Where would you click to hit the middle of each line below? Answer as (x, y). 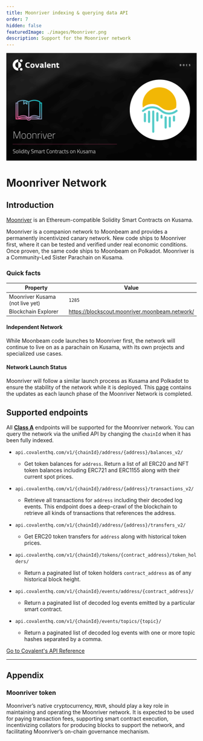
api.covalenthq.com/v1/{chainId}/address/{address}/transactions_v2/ (105, 489)
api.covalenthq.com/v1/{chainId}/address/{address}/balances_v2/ (99, 452)
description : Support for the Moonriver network (69, 38)
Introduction (30, 205)
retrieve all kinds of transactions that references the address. (100, 513)
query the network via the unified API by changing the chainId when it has (99, 434)
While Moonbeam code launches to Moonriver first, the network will (91, 341)
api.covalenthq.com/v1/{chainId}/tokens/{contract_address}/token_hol (106, 555)
